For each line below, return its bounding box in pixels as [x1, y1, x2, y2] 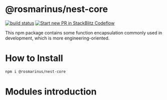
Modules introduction [5, 86, 97, 97]
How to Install [5, 52, 63, 64]
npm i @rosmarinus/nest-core [5, 69, 66, 74]
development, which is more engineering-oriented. [5, 35, 110, 41]
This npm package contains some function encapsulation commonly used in [5, 29, 162, 35]
